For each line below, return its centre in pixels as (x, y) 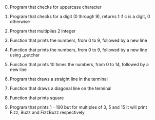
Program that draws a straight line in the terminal (59, 79)
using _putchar (25, 55)
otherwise (20, 22)
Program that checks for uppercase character (56, 7)
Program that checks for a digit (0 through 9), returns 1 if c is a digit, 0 (80, 16)
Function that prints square (37, 98)
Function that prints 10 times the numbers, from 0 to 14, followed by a (79, 64)
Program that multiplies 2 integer (43, 31)
